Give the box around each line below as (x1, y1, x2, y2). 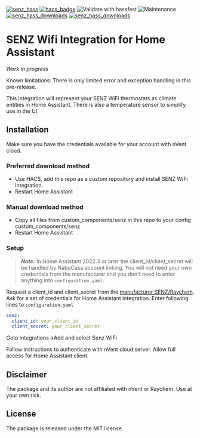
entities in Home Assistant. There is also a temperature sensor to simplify (6, 101, 186, 108)
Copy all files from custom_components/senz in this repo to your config (14, 217, 191, 224)
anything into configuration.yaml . (20, 276, 104, 283)
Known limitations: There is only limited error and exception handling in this (6, 76, 191, 84)
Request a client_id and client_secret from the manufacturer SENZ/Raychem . (6, 288, 195, 295)
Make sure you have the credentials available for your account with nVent (6, 140, 187, 147)
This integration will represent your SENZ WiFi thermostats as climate (6, 94, 177, 101)
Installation (6, 125, 49, 135)
